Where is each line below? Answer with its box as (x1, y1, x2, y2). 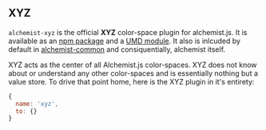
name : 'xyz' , (15, 100, 59, 108)
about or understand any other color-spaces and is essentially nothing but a (8, 68, 258, 78)
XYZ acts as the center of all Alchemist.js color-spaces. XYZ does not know (8, 60, 257, 69)
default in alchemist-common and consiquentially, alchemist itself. (8, 44, 226, 54)
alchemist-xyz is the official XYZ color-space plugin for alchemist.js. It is (8, 27, 248, 37)
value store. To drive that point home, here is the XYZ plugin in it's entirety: (8, 77, 255, 86)
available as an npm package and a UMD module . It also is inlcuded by (8, 36, 241, 45)
